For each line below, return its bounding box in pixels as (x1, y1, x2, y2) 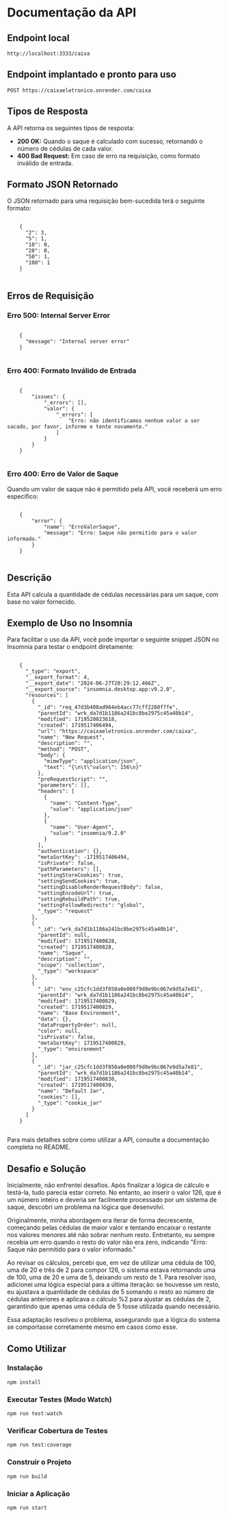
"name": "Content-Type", (50, 800, 121, 807)
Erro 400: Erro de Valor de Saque (7, 469, 119, 479)
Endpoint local (7, 32, 70, 44)
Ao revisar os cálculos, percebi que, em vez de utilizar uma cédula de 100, (7, 1259, 217, 1267)
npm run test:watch (7, 1410, 63, 1417)
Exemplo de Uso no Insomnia (7, 617, 133, 628)
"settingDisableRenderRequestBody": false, (37, 884, 164, 891)
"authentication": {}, (37, 848, 103, 855)
